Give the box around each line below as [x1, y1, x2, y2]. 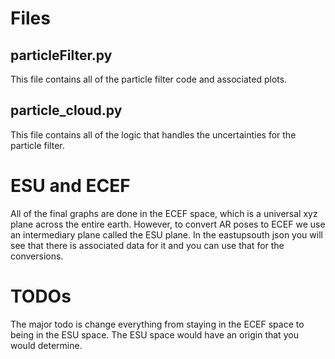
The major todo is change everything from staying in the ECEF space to [10, 318, 305, 330]
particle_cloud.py [10, 102, 123, 119]
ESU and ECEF [10, 175, 131, 197]
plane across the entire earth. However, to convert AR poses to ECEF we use [10, 218, 326, 230]
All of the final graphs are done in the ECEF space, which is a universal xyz [10, 207, 318, 219]
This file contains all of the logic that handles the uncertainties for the [10, 128, 297, 141]
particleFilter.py [10, 47, 113, 64]
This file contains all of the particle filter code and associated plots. [10, 73, 288, 85]
